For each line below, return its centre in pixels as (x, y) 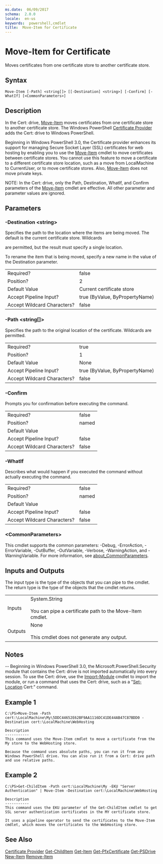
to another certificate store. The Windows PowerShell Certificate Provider (79, 127)
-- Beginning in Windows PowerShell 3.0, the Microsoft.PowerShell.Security (81, 666)
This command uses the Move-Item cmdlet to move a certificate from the (80, 739)
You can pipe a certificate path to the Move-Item (86, 611)
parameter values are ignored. (35, 193)
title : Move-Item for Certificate (41, 28)
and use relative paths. (30, 760)
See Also (19, 840)
